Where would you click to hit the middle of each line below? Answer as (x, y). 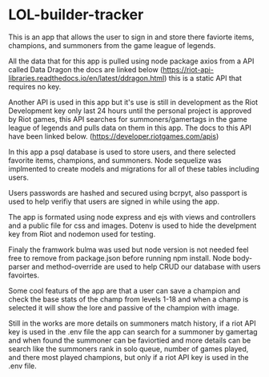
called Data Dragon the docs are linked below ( (86, 69)
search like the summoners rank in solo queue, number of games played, (128, 349)
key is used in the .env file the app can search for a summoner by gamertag (133, 331)
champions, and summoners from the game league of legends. (112, 45)
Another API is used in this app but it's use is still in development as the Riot (133, 102)
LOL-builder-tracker (76, 15)
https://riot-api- (189, 69)
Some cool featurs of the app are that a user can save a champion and (124, 290)
